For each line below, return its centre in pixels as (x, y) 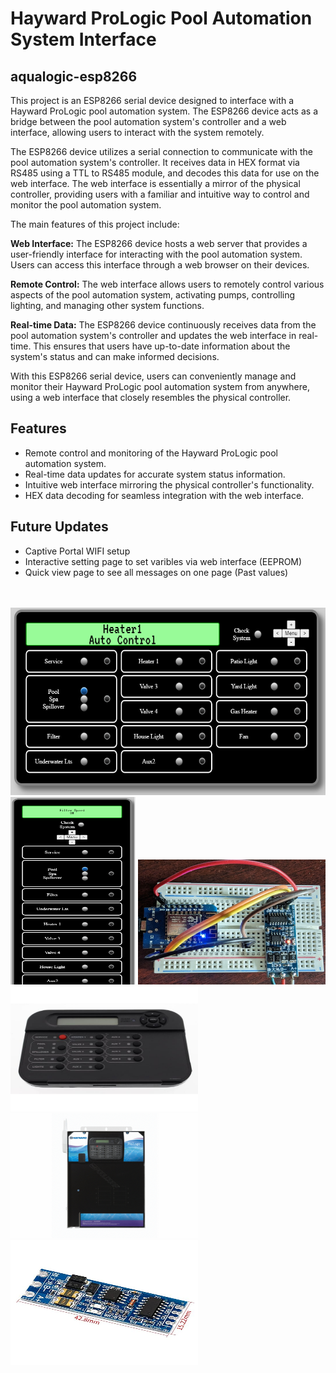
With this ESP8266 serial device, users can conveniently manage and (153, 376)
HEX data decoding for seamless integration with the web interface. (164, 495)
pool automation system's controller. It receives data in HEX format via (155, 162)
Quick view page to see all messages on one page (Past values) (156, 572)
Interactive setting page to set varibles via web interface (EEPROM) (163, 561)
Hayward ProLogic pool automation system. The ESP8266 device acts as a (164, 111)
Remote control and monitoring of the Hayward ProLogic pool (151, 453)
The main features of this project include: (95, 224)
